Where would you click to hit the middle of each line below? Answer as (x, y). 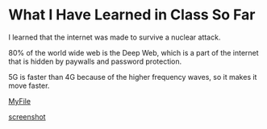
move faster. (29, 85)
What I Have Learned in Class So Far (132, 15)
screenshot (27, 117)
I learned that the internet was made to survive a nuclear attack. (115, 37)
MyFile (19, 101)
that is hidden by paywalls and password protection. (95, 61)
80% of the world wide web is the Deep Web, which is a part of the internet (134, 52)
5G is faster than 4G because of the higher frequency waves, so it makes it (133, 77)
